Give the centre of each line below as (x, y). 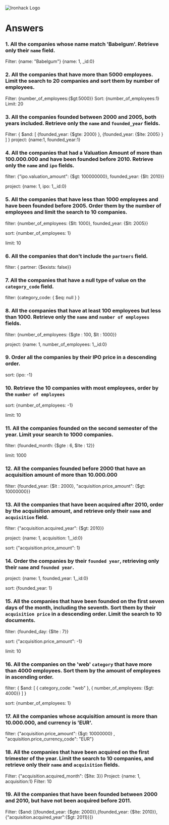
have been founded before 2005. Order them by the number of (83, 206)
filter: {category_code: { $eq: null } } (42, 298)
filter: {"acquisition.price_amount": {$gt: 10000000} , (60, 734)
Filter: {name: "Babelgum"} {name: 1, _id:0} (50, 61)
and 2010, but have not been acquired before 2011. (68, 801)
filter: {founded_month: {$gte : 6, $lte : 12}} (50, 446)
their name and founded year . (40, 567)
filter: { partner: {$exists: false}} (38, 267)
